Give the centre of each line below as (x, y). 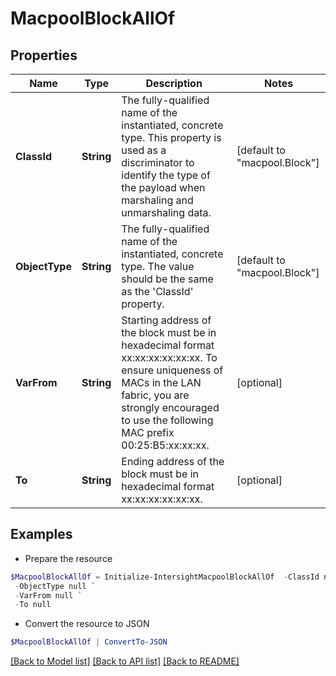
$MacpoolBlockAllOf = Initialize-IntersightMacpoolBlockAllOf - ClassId (165, 577)
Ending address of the (173, 461)
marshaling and (157, 200)
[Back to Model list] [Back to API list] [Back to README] (125, 661)
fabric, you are (155, 395)
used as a (144, 150)
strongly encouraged (170, 407)
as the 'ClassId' (157, 291)
